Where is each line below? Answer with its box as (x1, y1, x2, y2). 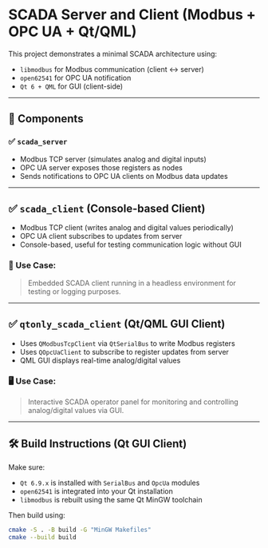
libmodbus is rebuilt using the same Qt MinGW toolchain (19, 494, 203, 504)
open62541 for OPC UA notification (19, 73, 132, 82)
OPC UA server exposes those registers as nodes (19, 162, 183, 173)
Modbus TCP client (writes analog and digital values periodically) (19, 223, 234, 232)
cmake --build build (8, 533, 77, 541)
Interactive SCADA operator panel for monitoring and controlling (27, 397, 239, 407)
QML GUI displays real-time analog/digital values (19, 355, 181, 365)
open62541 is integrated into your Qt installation (19, 486, 173, 496)
